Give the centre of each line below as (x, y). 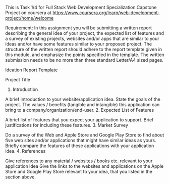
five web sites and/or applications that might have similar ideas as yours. (81, 140)
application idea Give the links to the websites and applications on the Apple (84, 166)
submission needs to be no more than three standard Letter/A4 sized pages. (84, 60)
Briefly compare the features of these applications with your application (80, 146)
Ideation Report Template (32, 70)
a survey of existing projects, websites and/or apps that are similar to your (82, 38)
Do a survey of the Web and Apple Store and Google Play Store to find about (85, 135)
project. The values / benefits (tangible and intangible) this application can (82, 105)
